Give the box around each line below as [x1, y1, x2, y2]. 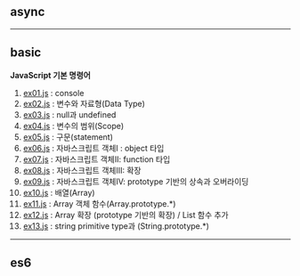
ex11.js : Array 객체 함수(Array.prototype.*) [22, 198, 176, 209]
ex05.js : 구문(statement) [22, 131, 114, 142]
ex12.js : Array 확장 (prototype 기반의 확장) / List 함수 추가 [22, 209, 230, 220]
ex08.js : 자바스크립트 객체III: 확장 [22, 165, 142, 175]
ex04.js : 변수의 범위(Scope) [22, 120, 125, 131]
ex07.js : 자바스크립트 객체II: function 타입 [22, 153, 171, 165]
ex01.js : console [22, 87, 85, 98]
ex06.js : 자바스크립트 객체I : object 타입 [22, 142, 165, 153]
